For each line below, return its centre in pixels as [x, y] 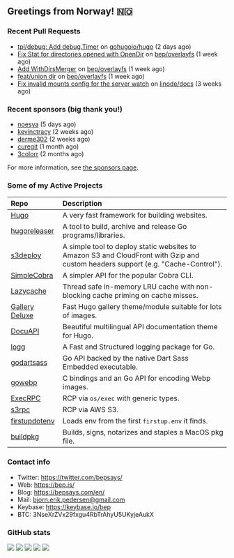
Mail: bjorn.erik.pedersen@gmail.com [71, 499]
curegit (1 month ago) [48, 146]
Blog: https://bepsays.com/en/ [61, 492]
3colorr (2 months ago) [50, 153]
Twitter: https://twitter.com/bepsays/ [70, 477]
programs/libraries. [94, 235]
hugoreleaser [32, 231]
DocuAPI [25, 331]
